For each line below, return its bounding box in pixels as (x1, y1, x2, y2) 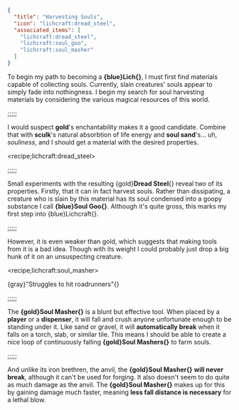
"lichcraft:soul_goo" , (20, 40, 87, 47)
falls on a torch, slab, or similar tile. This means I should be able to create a (7, 330, 226, 338)
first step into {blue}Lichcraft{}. (7, 209, 99, 218)
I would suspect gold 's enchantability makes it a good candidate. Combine (7, 122, 226, 131)
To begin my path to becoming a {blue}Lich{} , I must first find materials (7, 72, 218, 81)
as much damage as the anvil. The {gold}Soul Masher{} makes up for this (7, 380, 225, 389)
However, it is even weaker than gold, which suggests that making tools (7, 237, 217, 246)
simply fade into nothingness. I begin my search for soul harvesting (7, 88, 205, 96)
